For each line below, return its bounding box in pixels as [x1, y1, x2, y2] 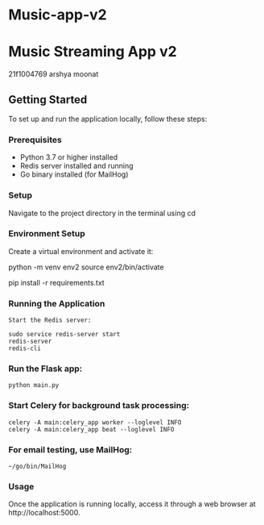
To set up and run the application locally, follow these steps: [8, 114, 208, 123]
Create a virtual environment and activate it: [8, 246, 154, 256]
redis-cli [8, 344, 42, 352]
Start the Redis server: [8, 316, 92, 324]
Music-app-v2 [8, 6, 107, 24]
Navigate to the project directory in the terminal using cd [8, 208, 196, 218]
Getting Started [8, 93, 88, 106]
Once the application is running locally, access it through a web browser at [8, 499, 256, 509]
